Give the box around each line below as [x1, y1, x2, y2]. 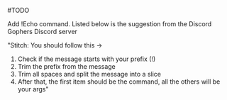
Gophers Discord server [7, 28, 78, 35]
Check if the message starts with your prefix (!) [17, 55, 156, 63]
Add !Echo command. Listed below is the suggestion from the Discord [7, 20, 212, 28]
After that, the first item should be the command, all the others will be [17, 77, 221, 86]
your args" [17, 85, 49, 93]
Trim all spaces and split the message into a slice [17, 70, 162, 78]
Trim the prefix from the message [17, 62, 116, 70]
